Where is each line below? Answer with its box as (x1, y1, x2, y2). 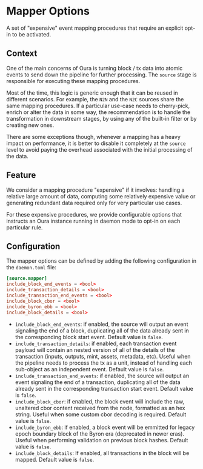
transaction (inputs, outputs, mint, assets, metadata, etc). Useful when (15, 353, 191, 360)
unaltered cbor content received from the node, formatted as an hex (15, 404, 186, 411)
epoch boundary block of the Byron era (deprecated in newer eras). (15, 430, 185, 437)
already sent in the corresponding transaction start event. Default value (15, 385, 194, 392)
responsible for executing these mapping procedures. (6, 77, 141, 84)
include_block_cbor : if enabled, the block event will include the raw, (15, 397, 185, 405)
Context (6, 49, 38, 59)
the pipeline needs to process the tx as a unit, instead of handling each (15, 359, 193, 366)
